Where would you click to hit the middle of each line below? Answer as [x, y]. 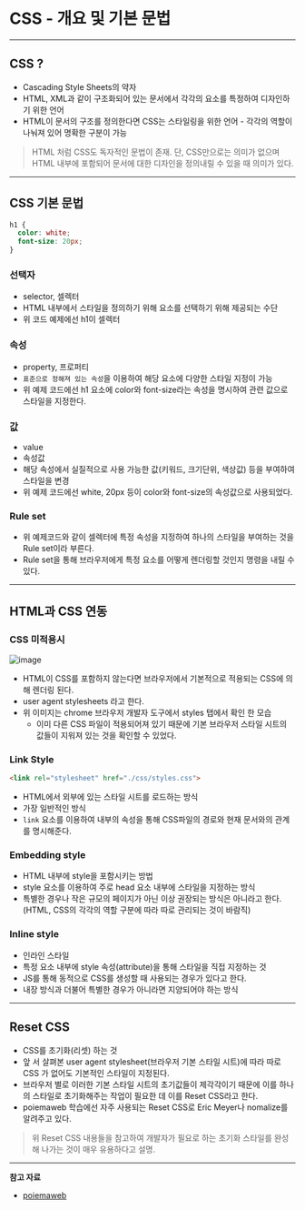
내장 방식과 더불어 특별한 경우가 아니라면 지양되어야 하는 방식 [130, 989]
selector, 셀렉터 [51, 297]
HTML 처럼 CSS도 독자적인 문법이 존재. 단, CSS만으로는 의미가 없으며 [155, 152]
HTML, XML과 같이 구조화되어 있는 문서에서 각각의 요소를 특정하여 [140, 98]
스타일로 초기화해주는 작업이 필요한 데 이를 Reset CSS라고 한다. [145, 1095]
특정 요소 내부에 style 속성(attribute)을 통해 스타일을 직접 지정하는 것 [144, 966]
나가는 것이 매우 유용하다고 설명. [98, 1149]
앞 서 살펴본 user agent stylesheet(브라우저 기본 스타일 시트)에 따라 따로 [152, 1062]
